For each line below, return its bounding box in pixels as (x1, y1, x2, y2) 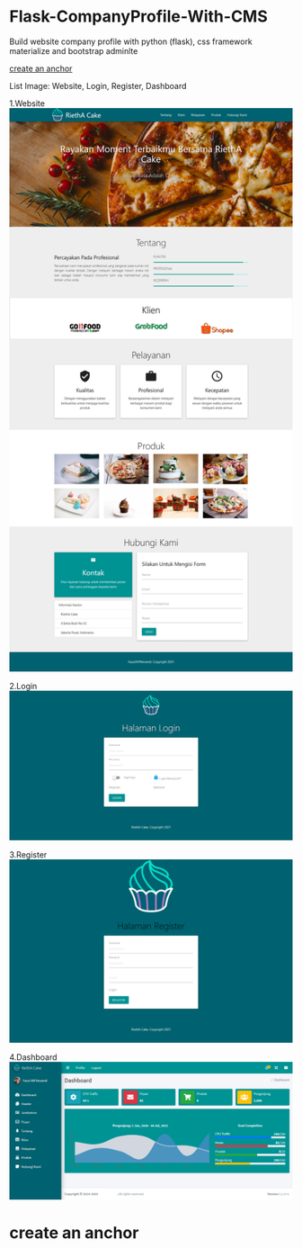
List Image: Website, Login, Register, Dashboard (9, 80, 187, 91)
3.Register (9, 849, 48, 860)
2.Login (9, 681, 38, 692)
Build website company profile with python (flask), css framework (9, 36, 253, 47)
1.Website (9, 97, 45, 109)
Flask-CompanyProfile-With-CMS (9, 6, 268, 27)
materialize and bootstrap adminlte (9, 45, 138, 56)
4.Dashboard (9, 1052, 58, 1063)
